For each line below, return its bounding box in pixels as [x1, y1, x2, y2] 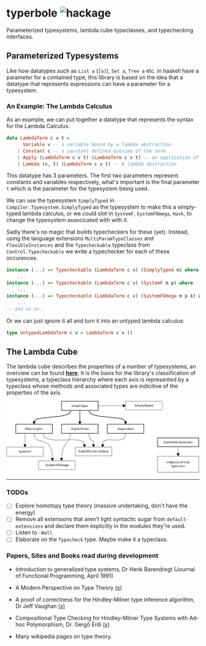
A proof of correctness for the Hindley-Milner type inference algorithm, [15, 596, 195, 603]
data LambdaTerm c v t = [6, 135, 70, 141]
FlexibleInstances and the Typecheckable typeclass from [6, 241, 150, 248]
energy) [15, 509, 36, 517]
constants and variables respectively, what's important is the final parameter [6, 179, 200, 186]
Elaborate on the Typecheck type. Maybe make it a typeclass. [15, 536, 169, 543]
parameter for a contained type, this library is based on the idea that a [6, 74, 183, 81]
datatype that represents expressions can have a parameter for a [6, 80, 170, 87]
